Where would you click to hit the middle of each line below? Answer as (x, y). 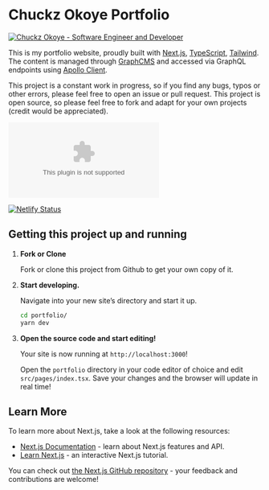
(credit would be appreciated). (58, 111)
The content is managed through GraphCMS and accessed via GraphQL (127, 61)
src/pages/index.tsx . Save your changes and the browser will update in (139, 378)
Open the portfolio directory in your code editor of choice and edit (131, 369)
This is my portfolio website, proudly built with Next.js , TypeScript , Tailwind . (134, 52)
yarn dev (35, 323)
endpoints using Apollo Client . (58, 69)
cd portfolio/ (43, 315)
